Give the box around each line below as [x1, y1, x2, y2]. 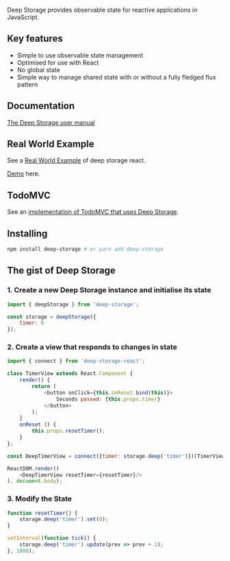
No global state [16, 65, 60, 74]
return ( [31, 383, 57, 390]
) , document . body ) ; [7, 478, 63, 485]
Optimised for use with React [16, 58, 99, 67]
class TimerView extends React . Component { [7, 370, 133, 377]
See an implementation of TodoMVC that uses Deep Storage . [7, 208, 179, 216]
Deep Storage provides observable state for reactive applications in [7, 6, 198, 14]
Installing [7, 228, 48, 239]
